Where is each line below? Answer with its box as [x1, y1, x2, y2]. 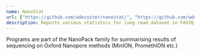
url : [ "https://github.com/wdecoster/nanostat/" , [6, 14, 133, 20]
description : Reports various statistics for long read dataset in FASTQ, [6, 20, 197, 25]
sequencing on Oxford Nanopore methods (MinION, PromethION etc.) [6, 42, 178, 49]
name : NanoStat [6, 8, 44, 15]
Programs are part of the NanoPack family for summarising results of [6, 36, 176, 43]
